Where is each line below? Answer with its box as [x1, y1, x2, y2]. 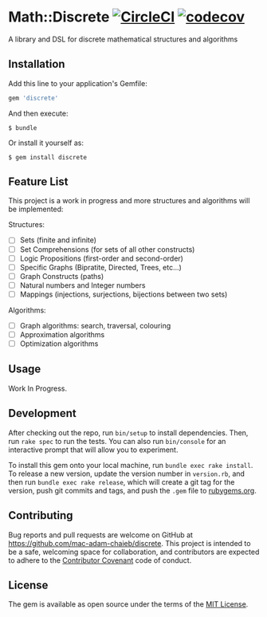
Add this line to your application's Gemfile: [8, 78, 147, 88]
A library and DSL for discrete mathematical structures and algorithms [8, 34, 238, 44]
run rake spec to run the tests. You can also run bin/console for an [8, 436, 226, 446]
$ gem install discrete [8, 153, 88, 161]
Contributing [8, 509, 73, 522]
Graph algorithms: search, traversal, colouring [19, 320, 171, 330]
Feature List [8, 175, 69, 189]
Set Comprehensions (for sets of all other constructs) [19, 244, 195, 254]
